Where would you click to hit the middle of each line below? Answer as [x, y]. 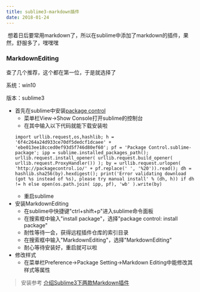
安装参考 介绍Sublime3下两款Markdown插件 [75, 282]
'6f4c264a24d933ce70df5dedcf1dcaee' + [63, 142]
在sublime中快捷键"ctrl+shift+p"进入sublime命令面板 [88, 211]
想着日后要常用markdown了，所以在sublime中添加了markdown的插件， [96, 35]
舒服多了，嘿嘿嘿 [37, 43]
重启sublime [39, 196]
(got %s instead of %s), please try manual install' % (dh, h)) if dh [104, 179]
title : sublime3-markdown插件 [43, 12]
